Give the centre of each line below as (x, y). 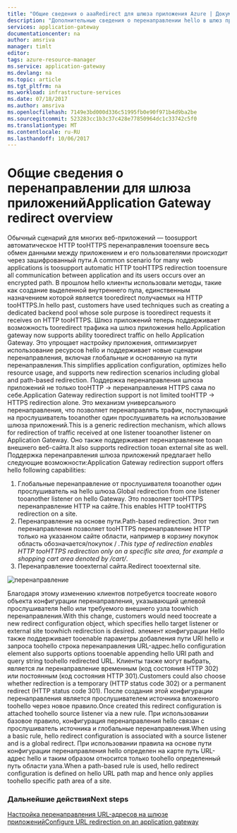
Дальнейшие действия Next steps (68, 799)
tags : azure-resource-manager (52, 60)
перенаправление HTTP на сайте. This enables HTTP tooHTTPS (112, 506)
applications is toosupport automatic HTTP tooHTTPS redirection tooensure (117, 268)
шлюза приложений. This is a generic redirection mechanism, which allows (117, 425)
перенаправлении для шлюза (99, 188)
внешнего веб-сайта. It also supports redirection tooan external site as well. (118, 448)
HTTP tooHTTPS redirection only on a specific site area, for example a (120, 552)
